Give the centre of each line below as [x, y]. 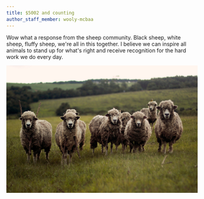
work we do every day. [35, 57]
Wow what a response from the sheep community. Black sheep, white [93, 37]
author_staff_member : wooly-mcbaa [50, 19]
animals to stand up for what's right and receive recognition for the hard [96, 50]
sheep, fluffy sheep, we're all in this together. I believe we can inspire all [96, 44]
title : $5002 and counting [40, 13]
